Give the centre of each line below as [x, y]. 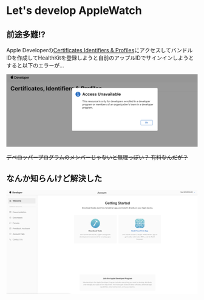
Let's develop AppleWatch [74, 11]
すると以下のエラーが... [36, 65]
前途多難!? [26, 34]
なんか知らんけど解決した [54, 178]
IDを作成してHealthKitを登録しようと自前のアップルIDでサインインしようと [100, 58]
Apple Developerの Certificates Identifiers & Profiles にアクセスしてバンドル [100, 50]
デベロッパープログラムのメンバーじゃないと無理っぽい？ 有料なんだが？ [97, 157]
